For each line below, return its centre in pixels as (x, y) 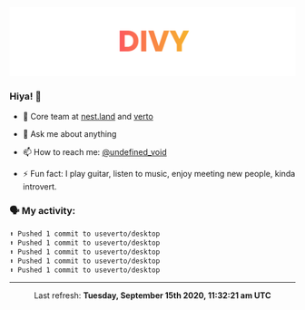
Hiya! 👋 (25, 96)
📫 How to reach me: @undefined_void (94, 151)
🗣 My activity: (43, 210)
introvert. (39, 186)
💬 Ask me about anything (69, 133)
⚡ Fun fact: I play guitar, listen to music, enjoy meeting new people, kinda (159, 173)
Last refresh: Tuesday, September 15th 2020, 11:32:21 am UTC (152, 295)
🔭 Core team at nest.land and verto (88, 116)
